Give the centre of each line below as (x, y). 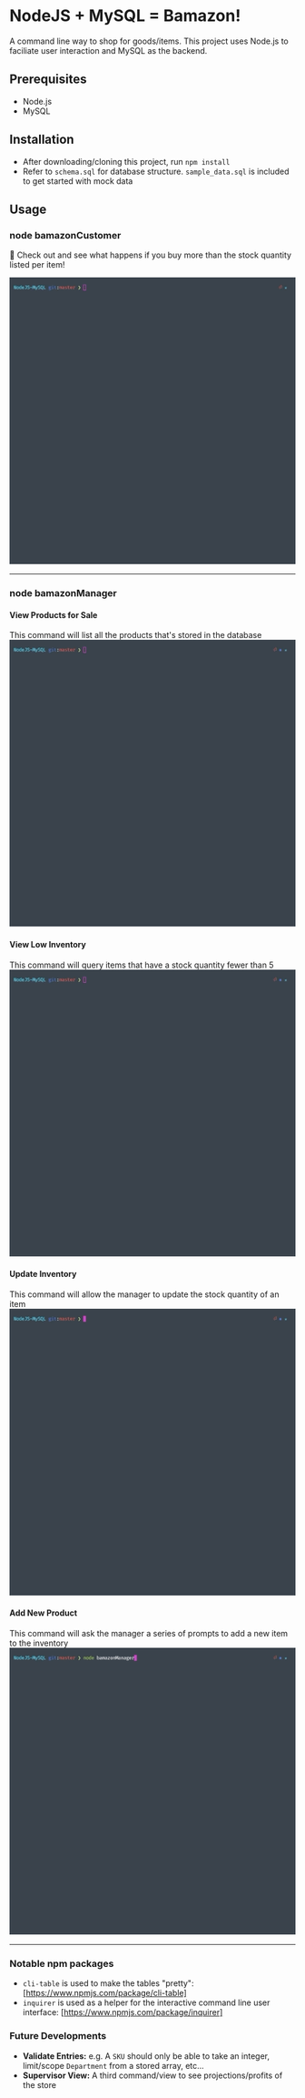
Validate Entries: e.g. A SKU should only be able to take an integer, (146, 2056)
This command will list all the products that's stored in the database (136, 635)
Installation (42, 140)
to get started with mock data (78, 181)
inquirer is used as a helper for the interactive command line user (146, 2002)
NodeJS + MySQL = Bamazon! (125, 16)
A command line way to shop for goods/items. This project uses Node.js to (149, 41)
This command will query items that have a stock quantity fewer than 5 (142, 965)
